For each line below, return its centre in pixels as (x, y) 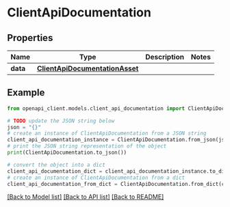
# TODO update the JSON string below (61, 121)
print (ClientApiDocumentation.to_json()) (67, 153)
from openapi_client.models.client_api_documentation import (96, 108)
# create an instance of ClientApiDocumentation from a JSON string (107, 134)
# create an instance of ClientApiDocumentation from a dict (96, 178)
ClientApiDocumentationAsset (88, 68)
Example (26, 93)
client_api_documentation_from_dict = (62, 184)
